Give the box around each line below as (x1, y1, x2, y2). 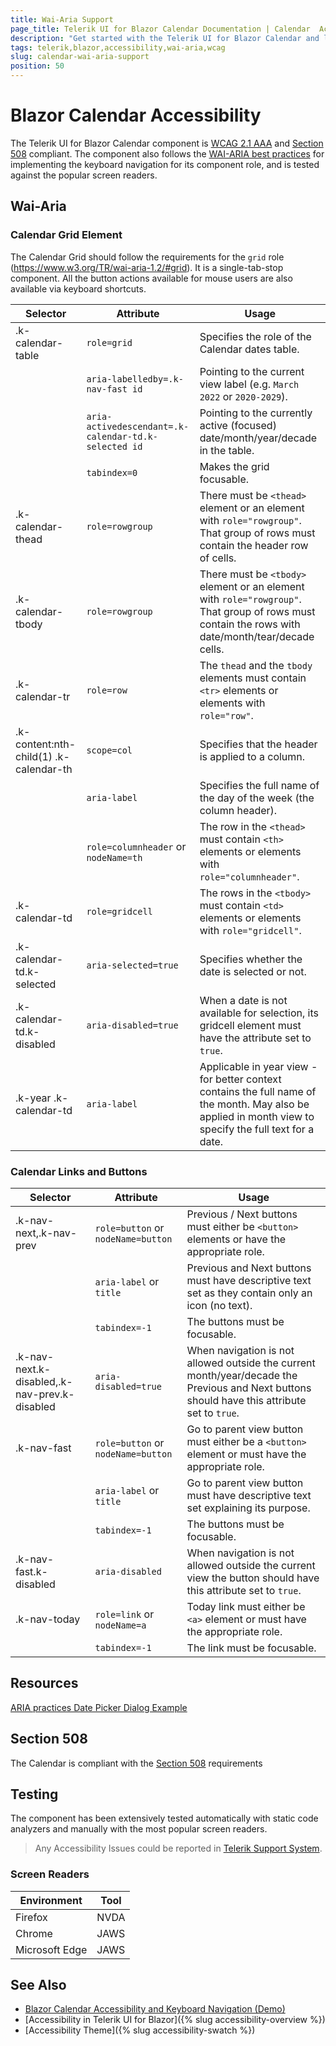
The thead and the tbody (199, 658, 313, 672)
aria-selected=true (86, 959, 179, 971)
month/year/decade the (186, 1368, 298, 1382)
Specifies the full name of (199, 778, 320, 792)
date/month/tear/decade (199, 629, 315, 643)
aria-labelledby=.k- (86, 373, 184, 385)
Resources (10, 1675, 79, 1692)
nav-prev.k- (15, 1387, 75, 1401)
